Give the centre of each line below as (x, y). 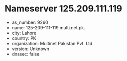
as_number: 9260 (30, 22)
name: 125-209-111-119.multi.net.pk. (49, 27)
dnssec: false (26, 54)
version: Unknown (30, 49)
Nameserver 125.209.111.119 (63, 9)
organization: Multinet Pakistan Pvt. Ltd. (53, 43)
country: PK (24, 38)
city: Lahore (24, 33)
